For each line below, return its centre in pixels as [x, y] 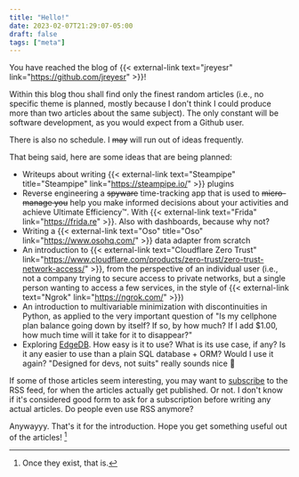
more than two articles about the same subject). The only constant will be [144, 113]
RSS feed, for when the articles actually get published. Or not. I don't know [146, 390]
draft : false [33, 34]
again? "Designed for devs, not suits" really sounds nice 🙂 [129, 364]
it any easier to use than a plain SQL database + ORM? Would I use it [148, 354]
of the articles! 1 [38, 437]
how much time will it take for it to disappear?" [107, 336]
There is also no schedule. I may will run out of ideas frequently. [127, 140]
